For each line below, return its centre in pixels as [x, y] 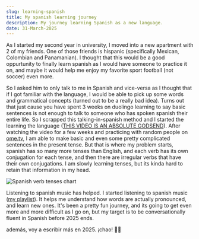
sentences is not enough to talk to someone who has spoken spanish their [97, 113]
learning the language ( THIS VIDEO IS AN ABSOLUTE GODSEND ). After [93, 126]
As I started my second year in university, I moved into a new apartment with [100, 45]
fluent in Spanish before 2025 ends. [50, 218]
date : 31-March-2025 [32, 28]
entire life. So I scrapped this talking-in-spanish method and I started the [95, 120]
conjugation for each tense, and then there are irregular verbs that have [94, 157]
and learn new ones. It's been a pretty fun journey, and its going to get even [99, 206]
